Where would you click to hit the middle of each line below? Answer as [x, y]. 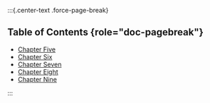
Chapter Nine [37, 79]
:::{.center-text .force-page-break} [58, 10]
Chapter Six [35, 56]
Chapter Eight [38, 72]
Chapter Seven [40, 64]
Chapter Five [36, 49]
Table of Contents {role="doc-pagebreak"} [106, 32]
